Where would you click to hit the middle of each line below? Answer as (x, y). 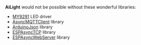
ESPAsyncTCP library (34, 32)
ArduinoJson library (32, 27)
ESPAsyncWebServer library (41, 37)
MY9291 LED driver (32, 16)
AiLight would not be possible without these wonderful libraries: (70, 7)
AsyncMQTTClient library (38, 22)
